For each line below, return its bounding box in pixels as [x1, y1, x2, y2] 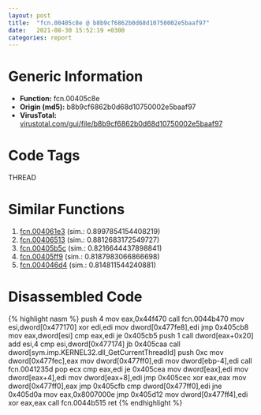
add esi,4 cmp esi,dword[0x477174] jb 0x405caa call [8, 339, 181, 349]
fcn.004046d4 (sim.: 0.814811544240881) [19, 260, 156, 270]
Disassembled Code [8, 288, 143, 306]
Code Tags [8, 147, 80, 164]
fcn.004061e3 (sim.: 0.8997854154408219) [19, 227, 161, 236]
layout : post [8, 11, 51, 20]
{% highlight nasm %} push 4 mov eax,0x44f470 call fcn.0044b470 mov [8, 314, 244, 323]
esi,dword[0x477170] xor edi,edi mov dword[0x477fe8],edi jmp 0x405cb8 [8, 323, 249, 332]
